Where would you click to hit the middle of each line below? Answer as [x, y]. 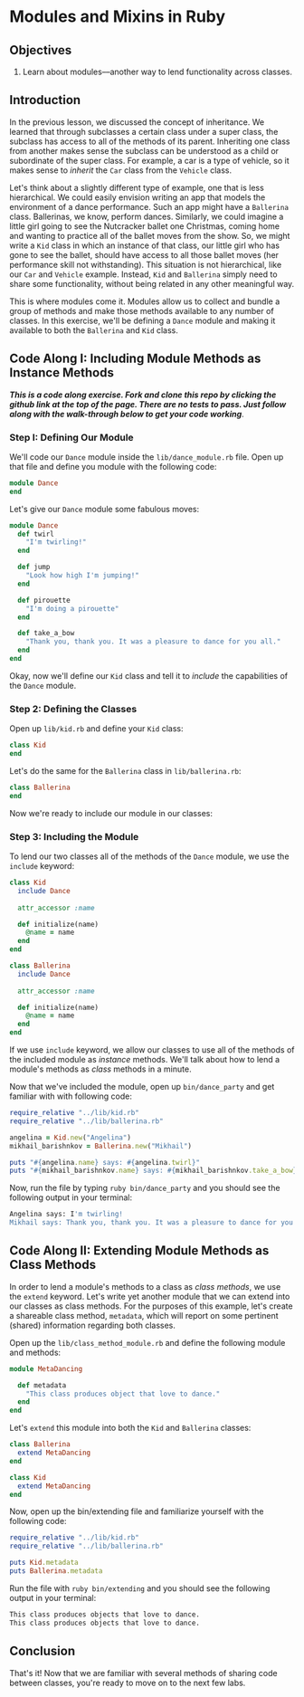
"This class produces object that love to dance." [123, 1394]
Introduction [45, 100]
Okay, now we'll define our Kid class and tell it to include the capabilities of [149, 675]
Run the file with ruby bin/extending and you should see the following [140, 1588]
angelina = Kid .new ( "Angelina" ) [70, 1138]
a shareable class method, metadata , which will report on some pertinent [144, 1315]
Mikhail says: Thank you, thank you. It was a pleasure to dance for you [152, 1223]
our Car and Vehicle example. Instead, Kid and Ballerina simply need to [143, 274]
